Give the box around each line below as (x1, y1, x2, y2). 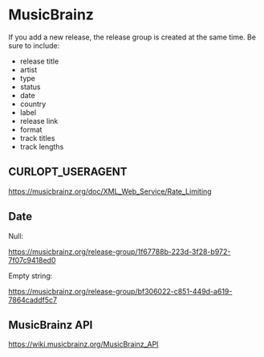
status (19, 82, 41, 92)
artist (19, 64, 38, 74)
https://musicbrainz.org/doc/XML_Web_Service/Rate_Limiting (8, 187, 212, 196)
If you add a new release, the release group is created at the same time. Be (8, 32, 257, 42)
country (19, 99, 47, 109)
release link (19, 116, 59, 125)
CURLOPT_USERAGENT (8, 165, 128, 178)
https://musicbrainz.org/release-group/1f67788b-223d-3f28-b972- (8, 247, 231, 256)
